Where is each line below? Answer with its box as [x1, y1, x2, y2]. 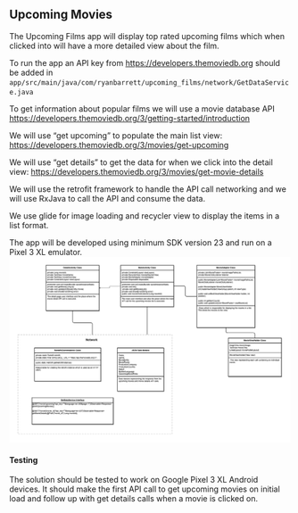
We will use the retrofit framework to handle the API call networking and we [9, 183, 287, 194]
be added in [9, 67, 54, 78]
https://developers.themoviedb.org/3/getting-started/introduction [9, 112, 251, 123]
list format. [9, 219, 49, 230]
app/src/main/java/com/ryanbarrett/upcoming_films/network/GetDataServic [9, 78, 290, 87]
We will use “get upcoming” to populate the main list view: [9, 129, 223, 141]
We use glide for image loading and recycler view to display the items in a [9, 210, 280, 221]
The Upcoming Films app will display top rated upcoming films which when [9, 30, 286, 41]
